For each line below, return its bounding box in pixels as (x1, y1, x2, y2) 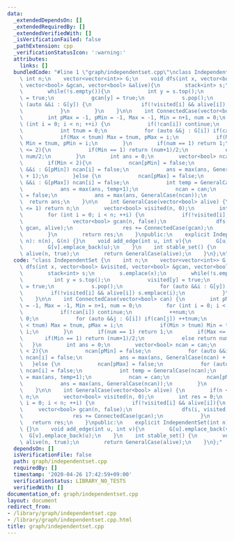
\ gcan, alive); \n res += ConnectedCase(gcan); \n (19, 224, 214, 231)
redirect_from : (7, 503, 52, 510)
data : (7, 10, 23, 17)
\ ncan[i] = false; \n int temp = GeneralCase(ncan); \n (19, 367, 217, 374)
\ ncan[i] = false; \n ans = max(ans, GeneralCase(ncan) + (19, 354, 226, 362)
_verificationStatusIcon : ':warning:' (13, 50, 127, 57)
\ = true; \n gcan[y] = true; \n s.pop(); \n (19, 95, 214, 102)
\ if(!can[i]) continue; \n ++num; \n (19, 309, 195, 316)
